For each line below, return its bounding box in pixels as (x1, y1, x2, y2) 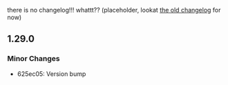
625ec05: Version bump (17, 69, 86, 78)
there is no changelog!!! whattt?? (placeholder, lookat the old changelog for (7, 6, 221, 14)
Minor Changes (7, 54, 60, 64)
